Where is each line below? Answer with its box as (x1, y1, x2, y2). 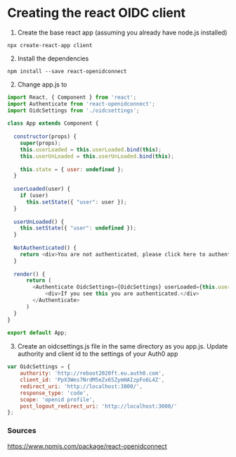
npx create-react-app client (7, 42, 93, 49)
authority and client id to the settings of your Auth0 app (17, 350, 178, 358)
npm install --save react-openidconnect (7, 68, 128, 75)
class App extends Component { (7, 120, 99, 127)
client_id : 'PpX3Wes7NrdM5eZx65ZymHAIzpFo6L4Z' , (20, 377, 165, 384)
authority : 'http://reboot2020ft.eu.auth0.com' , (20, 370, 165, 377)
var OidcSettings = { (7, 363, 71, 370)
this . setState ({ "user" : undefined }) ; (20, 225, 137, 232)
